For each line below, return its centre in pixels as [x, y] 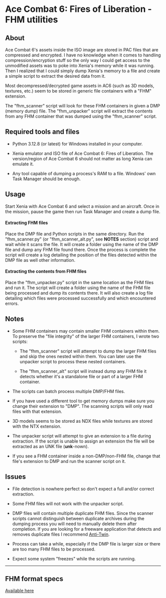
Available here [20, 591]
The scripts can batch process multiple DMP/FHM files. [68, 391]
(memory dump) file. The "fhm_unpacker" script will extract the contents [79, 111]
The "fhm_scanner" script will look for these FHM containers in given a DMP [83, 106]
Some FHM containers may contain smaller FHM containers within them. [86, 331]
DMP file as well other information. [40, 260]
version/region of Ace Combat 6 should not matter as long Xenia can [82, 158]
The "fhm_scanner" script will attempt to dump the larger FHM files [88, 351]
